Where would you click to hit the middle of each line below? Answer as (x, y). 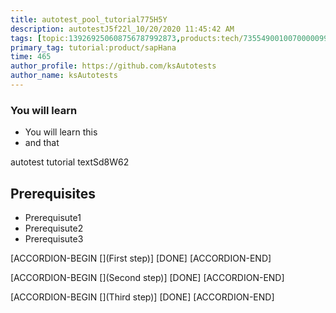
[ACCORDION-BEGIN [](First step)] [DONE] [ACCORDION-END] (141, 258)
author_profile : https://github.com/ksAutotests (113, 66)
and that (42, 143)
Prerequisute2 (54, 228)
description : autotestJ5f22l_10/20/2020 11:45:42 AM (122, 29)
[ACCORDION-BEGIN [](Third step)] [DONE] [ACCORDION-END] (142, 297)
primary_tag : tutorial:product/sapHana (93, 47)
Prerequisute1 (53, 217)
